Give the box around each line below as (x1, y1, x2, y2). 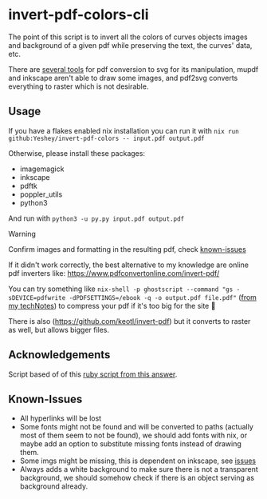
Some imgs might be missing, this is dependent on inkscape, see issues (19, 456, 257, 465)
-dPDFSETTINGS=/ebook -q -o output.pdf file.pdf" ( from (69, 292, 257, 301)
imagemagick (19, 164, 65, 174)
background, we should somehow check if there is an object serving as (19, 473, 255, 483)
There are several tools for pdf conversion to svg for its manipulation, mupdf (8, 64, 259, 74)
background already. (19, 481, 88, 491)
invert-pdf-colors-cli (8, 6, 149, 24)
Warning (8, 229, 36, 238)
